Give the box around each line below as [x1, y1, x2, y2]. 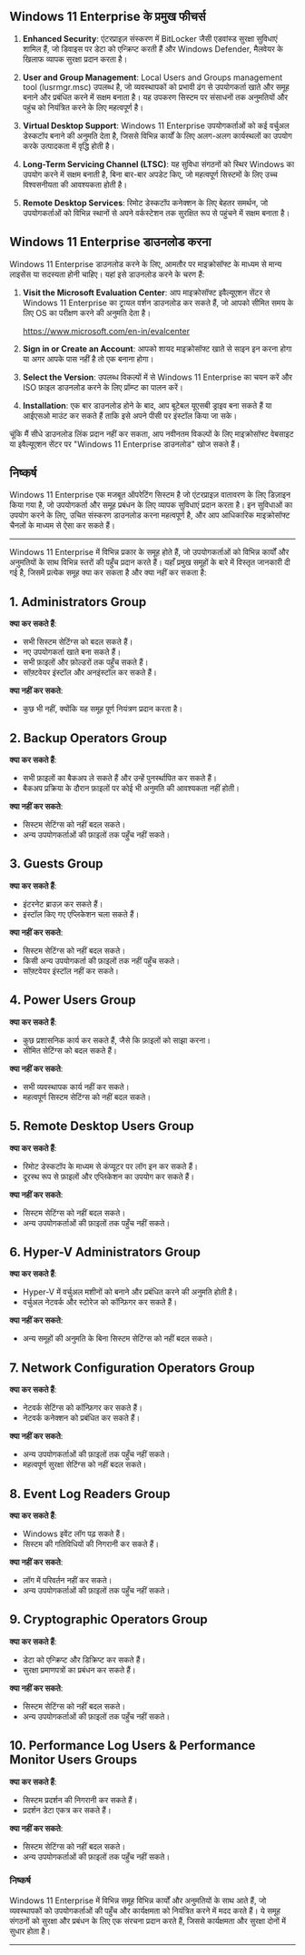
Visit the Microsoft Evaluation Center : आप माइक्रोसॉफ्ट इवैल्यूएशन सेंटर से [22, 287, 271, 298]
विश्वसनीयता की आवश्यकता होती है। [22, 179, 128, 190]
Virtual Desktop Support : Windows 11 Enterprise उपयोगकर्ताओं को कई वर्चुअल [22, 120, 290, 131]
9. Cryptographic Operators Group [9, 1612, 209, 1627]
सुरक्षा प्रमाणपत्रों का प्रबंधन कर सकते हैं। [22, 1664, 136, 1675]
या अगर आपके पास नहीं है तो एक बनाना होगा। [22, 353, 154, 364]
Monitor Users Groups [9, 1752, 138, 1768]
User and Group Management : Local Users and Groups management [22, 72, 283, 83]
